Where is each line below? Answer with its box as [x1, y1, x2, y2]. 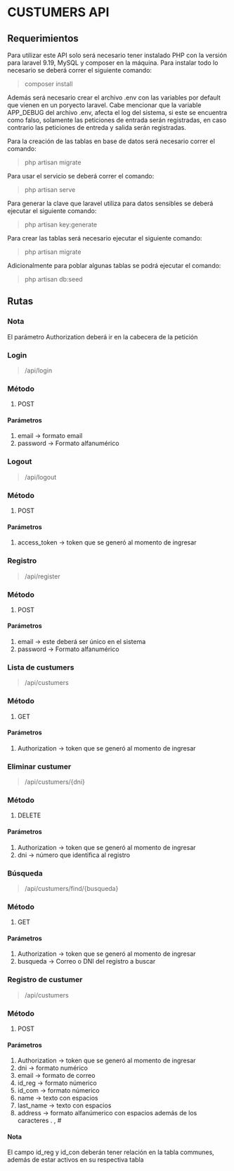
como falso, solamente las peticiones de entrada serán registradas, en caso [7, 116, 227, 124]
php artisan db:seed [24, 275, 83, 283]
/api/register [24, 572, 61, 581]
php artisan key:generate [24, 220, 98, 229]
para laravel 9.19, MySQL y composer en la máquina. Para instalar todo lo [7, 59, 219, 67]
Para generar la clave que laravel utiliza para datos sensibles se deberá [7, 199, 214, 207]
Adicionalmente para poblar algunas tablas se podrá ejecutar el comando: [7, 262, 221, 269]
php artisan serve [24, 186, 76, 194]
